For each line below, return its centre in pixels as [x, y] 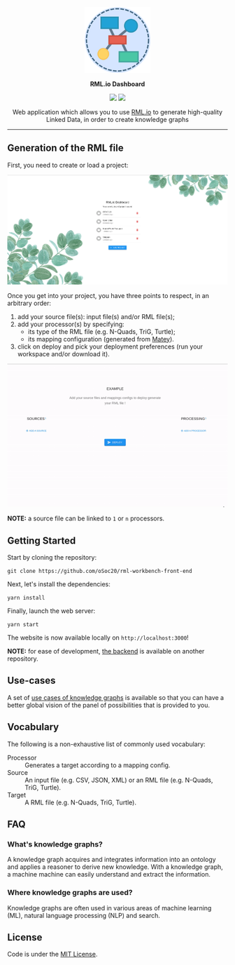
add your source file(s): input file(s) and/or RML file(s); [96, 316]
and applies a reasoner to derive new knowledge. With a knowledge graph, [115, 867]
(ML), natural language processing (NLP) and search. [84, 915]
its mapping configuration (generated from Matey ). [101, 339]
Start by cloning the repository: [52, 557]
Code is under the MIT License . [52, 954]
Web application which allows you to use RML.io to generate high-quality [117, 112]
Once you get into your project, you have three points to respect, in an [108, 295]
